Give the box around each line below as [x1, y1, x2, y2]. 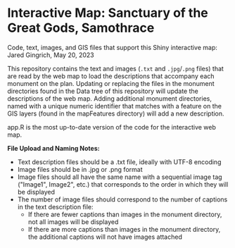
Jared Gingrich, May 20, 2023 [7, 51, 94, 59]
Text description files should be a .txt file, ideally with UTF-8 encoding [17, 157, 222, 166]
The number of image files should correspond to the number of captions [17, 195, 228, 204]
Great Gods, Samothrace [7, 20, 155, 36]
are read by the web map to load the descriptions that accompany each [7, 72, 215, 80]
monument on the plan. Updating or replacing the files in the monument [7, 79, 215, 87]
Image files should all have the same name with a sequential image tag [17, 173, 223, 181]
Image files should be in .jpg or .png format [17, 165, 143, 173]
